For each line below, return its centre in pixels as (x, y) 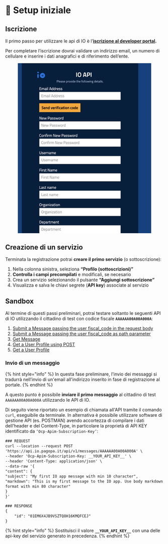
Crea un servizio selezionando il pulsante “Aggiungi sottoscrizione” (83, 280)
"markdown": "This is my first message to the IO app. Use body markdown (84, 481)
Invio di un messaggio (33, 363)
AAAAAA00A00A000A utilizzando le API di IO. (48, 400)
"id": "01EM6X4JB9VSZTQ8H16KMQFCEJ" (53, 516)
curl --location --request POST (39, 446)
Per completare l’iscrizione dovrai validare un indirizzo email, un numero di (82, 51)
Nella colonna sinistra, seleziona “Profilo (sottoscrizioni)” (73, 269)
